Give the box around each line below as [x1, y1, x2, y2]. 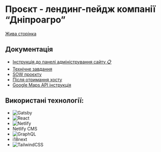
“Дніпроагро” [5, 14, 66, 25]
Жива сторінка [5, 30, 36, 36]
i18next [12, 136, 27, 142]
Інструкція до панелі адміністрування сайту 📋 [12, 58, 112, 64]
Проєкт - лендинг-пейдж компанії [5, 3, 156, 15]
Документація [5, 45, 53, 53]
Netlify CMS [12, 125, 37, 131]
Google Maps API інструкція [12, 81, 71, 88]
